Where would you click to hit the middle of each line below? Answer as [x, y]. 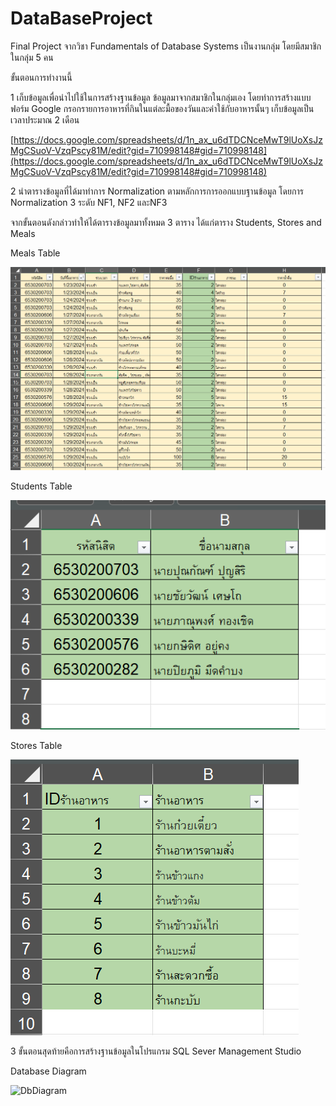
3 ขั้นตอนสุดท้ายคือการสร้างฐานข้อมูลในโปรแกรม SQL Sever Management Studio [156, 1051]
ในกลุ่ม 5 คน [32, 57]
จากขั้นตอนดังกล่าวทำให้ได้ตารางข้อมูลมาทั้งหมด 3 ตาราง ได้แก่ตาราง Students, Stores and [166, 222]
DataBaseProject [81, 18]
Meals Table [35, 253]
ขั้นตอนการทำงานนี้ [41, 77]
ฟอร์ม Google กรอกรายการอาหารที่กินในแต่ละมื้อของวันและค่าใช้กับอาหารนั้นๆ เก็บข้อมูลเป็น [162, 108]
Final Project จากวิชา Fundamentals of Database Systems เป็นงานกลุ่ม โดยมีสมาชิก [166, 46]
